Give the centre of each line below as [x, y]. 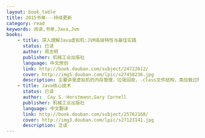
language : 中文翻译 [45, 108]
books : [15, 35]
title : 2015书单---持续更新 [39, 18]
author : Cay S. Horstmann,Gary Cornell [74, 97]
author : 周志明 [40, 52]
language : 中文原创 [45, 63]
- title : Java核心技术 [44, 86]
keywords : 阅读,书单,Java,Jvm [43, 29]
